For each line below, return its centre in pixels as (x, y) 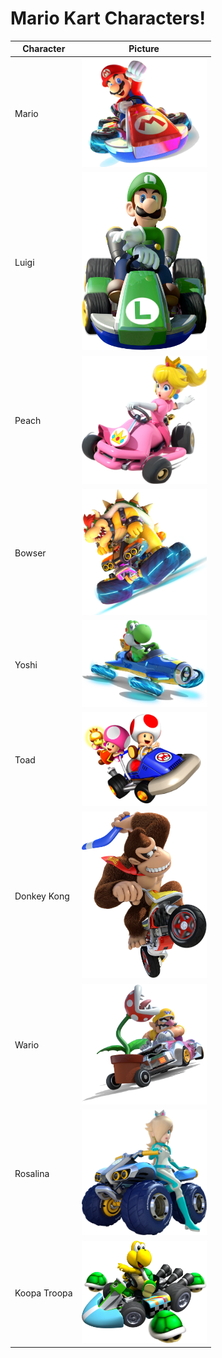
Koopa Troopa (43, 1293)
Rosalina (32, 1173)
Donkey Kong (42, 896)
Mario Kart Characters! (108, 18)
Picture (144, 49)
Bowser (30, 553)
